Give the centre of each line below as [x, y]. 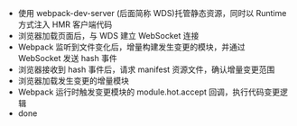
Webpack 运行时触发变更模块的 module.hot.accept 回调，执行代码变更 [149, 92]
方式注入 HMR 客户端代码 [65, 24]
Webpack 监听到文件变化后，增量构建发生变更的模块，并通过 [131, 47]
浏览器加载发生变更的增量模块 [73, 81]
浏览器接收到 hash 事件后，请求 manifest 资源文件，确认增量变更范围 [146, 69]
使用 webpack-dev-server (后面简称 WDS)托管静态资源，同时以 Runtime [152, 13]
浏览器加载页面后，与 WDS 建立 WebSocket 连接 [108, 36]
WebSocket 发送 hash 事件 [67, 58]
